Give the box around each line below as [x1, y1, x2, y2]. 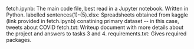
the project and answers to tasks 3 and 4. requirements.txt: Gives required [6, 30, 187, 37]
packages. [6, 37, 32, 43]
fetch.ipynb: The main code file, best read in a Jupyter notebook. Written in [6, 5, 189, 12]
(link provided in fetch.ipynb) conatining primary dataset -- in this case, [6, 18, 179, 24]
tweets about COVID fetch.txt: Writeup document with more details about [6, 24, 184, 31]
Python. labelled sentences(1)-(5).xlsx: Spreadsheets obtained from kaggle [6, 11, 189, 18]
